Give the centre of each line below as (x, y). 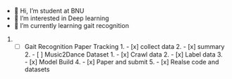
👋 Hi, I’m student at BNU (49, 11)
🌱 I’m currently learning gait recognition (71, 26)
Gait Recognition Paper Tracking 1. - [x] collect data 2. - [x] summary (124, 46)
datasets (37, 69)
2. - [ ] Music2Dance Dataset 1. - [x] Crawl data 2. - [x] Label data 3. (124, 55)
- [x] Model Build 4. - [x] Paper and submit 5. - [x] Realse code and (122, 62)
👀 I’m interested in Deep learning (61, 18)
